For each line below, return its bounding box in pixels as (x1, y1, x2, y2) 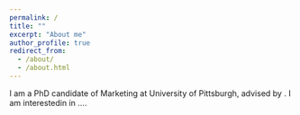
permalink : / (9, 13, 59, 22)
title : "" (9, 22, 47, 31)
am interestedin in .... (9, 97, 87, 108)
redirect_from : (9, 47, 67, 56)
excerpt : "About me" (9, 30, 87, 39)
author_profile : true (9, 38, 91, 48)
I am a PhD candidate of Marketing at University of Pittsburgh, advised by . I (9, 87, 291, 99)
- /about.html (17, 64, 70, 73)
